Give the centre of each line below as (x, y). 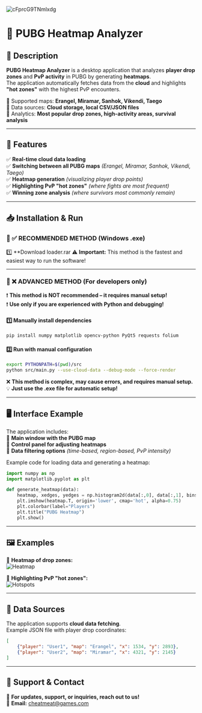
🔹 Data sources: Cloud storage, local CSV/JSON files (73, 107)
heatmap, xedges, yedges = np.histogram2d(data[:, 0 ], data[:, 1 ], (101, 495)
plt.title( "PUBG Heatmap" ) (51, 512)
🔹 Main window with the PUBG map (51, 438)
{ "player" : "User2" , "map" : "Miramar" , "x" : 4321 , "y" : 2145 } (96, 652)
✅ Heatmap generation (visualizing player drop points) (75, 179)
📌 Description (32, 56)
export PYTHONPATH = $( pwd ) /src (44, 365)
